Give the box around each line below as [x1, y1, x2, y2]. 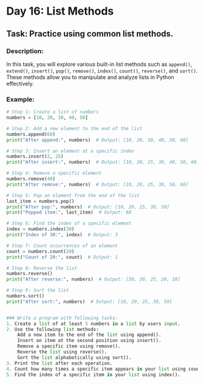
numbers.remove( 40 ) [6, 176, 56, 182]
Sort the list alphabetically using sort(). [17, 354, 132, 360]
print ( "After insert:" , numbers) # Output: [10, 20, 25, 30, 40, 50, [6, 159, 189, 166]
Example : [6, 95, 35, 103]
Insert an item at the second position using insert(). [17, 338, 162, 344]
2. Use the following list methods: [6, 326, 99, 332]
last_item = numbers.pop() [6, 198, 75, 204]
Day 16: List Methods [6, 4, 114, 18]
